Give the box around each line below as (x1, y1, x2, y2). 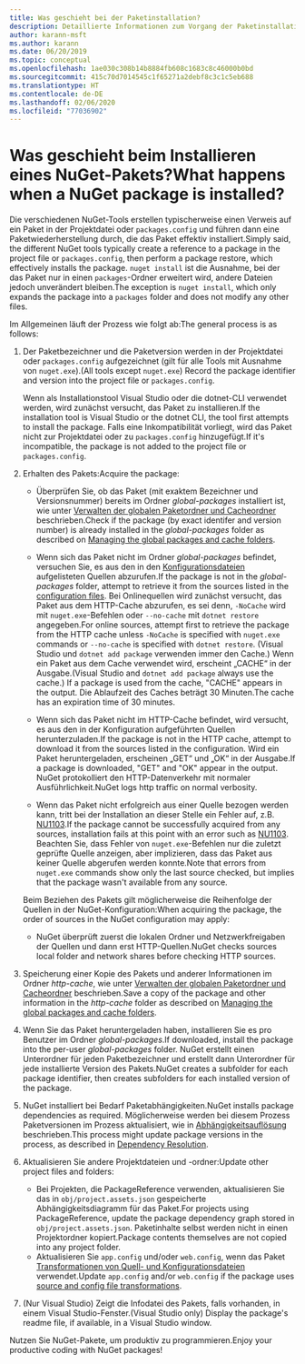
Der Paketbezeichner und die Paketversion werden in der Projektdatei (22, 346, 283, 357)
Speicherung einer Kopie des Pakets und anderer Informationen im (22, 968, 272, 979)
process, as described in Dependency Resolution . (22, 1138, 209, 1150)
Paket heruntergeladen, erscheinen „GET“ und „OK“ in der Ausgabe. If (35, 753, 296, 764)
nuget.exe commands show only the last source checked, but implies (35, 868, 295, 878)
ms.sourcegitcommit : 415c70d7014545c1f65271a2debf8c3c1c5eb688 (9, 73, 254, 82)
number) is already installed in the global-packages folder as (35, 525, 265, 536)
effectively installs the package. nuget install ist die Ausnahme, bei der (9, 263, 280, 274)
